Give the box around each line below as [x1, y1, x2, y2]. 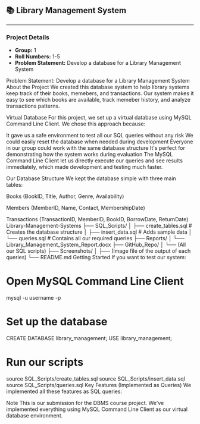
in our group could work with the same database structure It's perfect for [6, 145, 186, 152]
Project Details [6, 33, 49, 41]
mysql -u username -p [6, 294, 61, 301]
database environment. [6, 412, 63, 419]
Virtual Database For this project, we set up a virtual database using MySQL [6, 114, 192, 121]
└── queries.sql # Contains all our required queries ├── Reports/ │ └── [6, 235, 185, 242]
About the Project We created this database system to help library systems [6, 83, 190, 91]
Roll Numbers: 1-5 [14, 53, 61, 60]
